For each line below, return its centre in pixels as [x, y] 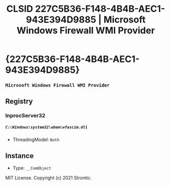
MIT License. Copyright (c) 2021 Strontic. [48, 178]
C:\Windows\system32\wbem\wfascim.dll [46, 127]
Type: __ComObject [32, 168]
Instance [20, 156]
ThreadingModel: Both [36, 140]
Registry [19, 101]
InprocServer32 [26, 116]
